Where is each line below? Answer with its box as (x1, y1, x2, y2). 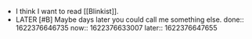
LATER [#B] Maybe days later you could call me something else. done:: (15, 15, 244, 24)
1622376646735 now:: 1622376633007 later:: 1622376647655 (15, 23, 218, 32)
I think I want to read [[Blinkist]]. (15, 7, 119, 16)
